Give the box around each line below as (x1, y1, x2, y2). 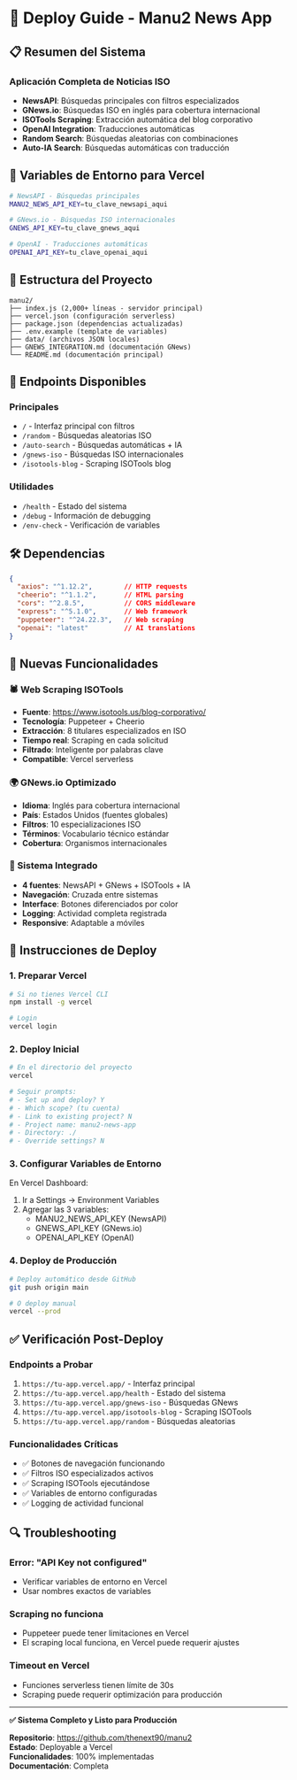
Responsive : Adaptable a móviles (21, 917, 145, 928)
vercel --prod (9, 1307, 62, 1316)
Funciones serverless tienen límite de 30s (21, 1679, 174, 1690)
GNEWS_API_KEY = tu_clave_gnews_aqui (9, 224, 141, 233)
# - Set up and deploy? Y (9, 1095, 104, 1105)
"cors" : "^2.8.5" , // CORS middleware (17, 599, 196, 608)
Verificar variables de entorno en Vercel (21, 1576, 168, 1587)
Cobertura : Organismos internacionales (21, 837, 168, 848)
